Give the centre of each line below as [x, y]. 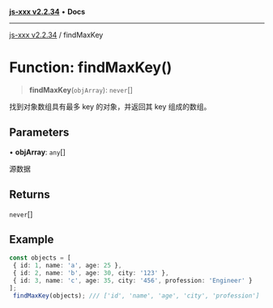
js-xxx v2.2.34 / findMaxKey [56, 35]
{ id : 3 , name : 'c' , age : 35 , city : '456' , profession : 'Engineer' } [132, 281]
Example [32, 239]
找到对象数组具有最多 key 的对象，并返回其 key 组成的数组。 [110, 106]
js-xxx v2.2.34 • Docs [47, 12]
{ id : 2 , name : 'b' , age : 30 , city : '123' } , [91, 273]
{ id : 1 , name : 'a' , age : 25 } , [67, 266]
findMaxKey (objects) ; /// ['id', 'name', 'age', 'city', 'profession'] [136, 295]
